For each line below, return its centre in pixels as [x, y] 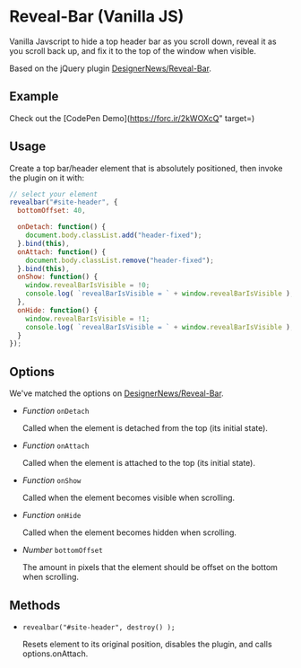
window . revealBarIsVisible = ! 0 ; [88, 286]
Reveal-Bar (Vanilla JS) [97, 17]
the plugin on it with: [47, 178]
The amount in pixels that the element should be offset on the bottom [150, 567]
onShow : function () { [58, 277]
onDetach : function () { [61, 227]
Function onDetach [56, 411]
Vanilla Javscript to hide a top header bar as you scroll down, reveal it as [143, 41]
